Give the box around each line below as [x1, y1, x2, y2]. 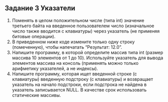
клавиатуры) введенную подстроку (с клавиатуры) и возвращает [12, 76, 153, 82]
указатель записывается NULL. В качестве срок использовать [12, 86, 147, 92]
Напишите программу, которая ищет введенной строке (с [12, 70, 137, 77]
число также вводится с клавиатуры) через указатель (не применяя [12, 28, 160, 34]
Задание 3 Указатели [5, 4, 75, 13]
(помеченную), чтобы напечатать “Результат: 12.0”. [12, 44, 123, 50]
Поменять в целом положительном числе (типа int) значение [12, 17, 144, 23]
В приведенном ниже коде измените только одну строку [12, 39, 135, 45]
